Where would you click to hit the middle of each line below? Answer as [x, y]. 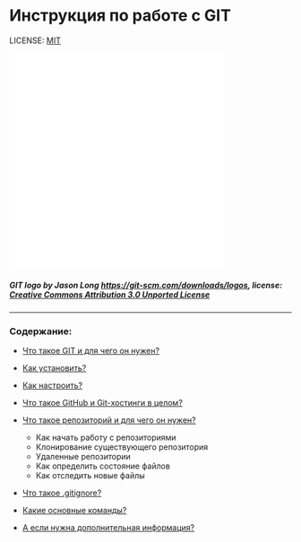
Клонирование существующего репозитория [122, 447]
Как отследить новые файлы [90, 476]
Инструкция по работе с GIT [120, 16]
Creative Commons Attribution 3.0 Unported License [110, 294]
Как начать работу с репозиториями [106, 438]
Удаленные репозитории [83, 457]
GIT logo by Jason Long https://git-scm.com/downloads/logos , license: [146, 285]
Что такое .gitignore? [62, 493]
